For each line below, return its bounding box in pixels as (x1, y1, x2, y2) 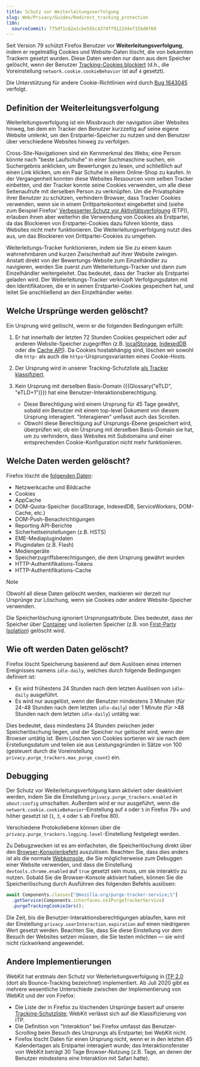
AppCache (14, 496, 42, 503)
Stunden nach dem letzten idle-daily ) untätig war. (14, 710, 141, 717)
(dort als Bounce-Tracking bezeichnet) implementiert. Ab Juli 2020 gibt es (6, 979, 190, 986)
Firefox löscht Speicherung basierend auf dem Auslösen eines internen (6, 660, 181, 667)
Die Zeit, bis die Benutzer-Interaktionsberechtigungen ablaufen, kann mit (6, 913, 186, 921)
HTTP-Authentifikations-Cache (14, 567, 92, 574)
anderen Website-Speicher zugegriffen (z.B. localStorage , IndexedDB (14, 340, 187, 347)
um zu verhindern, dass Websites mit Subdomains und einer (23, 432, 172, 439)
